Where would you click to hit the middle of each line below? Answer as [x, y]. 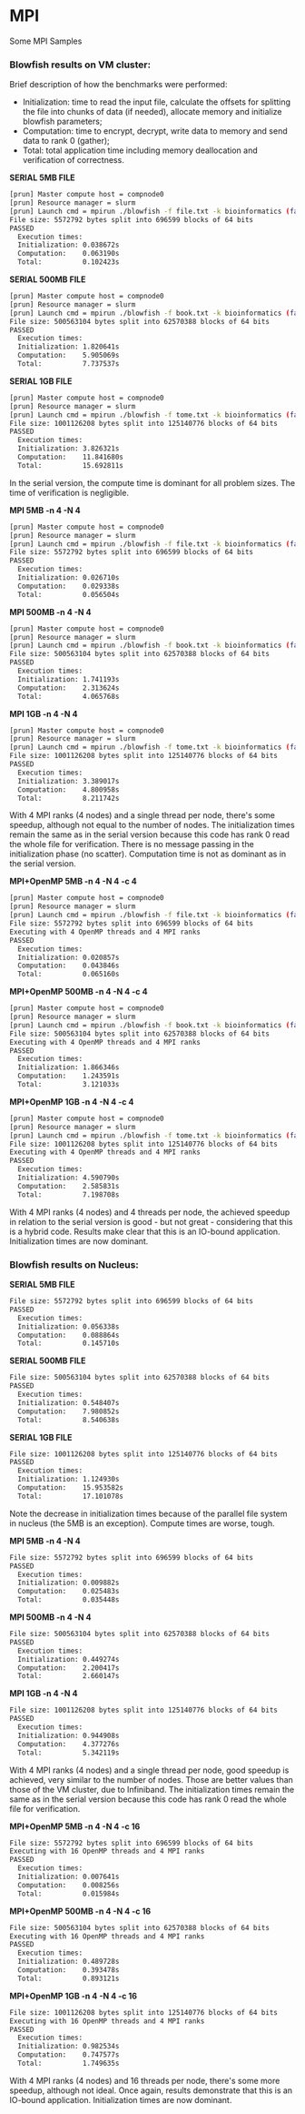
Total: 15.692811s [71, 465]
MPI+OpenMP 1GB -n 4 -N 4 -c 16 [74, 1996]
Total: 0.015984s [69, 1894]
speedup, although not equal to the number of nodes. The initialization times [152, 825]
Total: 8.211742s [69, 798]
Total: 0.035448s [69, 1600]
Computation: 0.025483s [69, 1592]
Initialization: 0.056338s [69, 1326]
